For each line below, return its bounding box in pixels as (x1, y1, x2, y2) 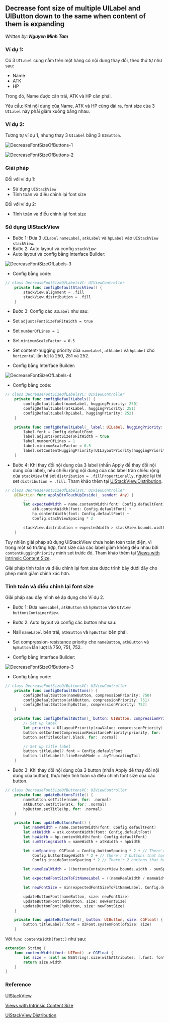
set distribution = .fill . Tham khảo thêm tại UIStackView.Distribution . (12, 478, 163, 484)
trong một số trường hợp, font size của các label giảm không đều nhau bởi (5, 544, 158, 550)
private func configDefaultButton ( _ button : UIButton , (14, 716, 132, 721)
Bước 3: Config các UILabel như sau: (12, 308, 89, 314)
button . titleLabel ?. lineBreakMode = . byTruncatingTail (23, 753, 141, 759)
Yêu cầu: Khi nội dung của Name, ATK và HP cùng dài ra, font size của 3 (5, 103, 155, 109)
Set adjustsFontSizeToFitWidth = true (12, 318, 93, 324)
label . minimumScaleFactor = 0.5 (23, 443, 92, 449)
